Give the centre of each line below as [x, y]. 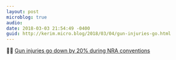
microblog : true [27, 17]
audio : [14, 23]
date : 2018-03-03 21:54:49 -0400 [48, 28]
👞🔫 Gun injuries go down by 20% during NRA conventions [78, 50]
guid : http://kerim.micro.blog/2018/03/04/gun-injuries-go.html [89, 34]
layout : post [23, 12]
